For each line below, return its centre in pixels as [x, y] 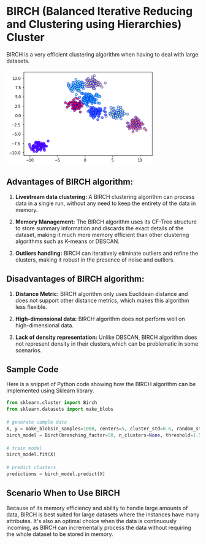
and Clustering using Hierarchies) [94, 24]
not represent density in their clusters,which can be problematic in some [107, 344]
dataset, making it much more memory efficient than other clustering [102, 235]
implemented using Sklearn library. [50, 391]
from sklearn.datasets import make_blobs [60, 410]
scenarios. [29, 350]
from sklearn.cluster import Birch [52, 403]
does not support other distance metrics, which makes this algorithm [102, 300]
